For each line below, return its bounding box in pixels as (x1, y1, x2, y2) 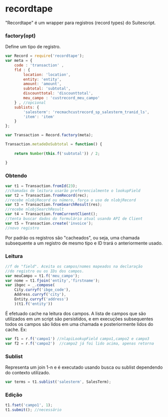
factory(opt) (5, 32, 36, 39)
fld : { (14, 67, 30, 72)
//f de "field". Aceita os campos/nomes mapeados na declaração (5, 264, 143, 269)
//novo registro (5, 225, 39, 230)
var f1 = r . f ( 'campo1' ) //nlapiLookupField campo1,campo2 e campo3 (5, 336, 150, 341)
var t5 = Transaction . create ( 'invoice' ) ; (5, 221, 94, 226)
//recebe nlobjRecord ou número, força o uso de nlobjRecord (5, 197, 136, 203)
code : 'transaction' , (14, 62, 64, 68)
